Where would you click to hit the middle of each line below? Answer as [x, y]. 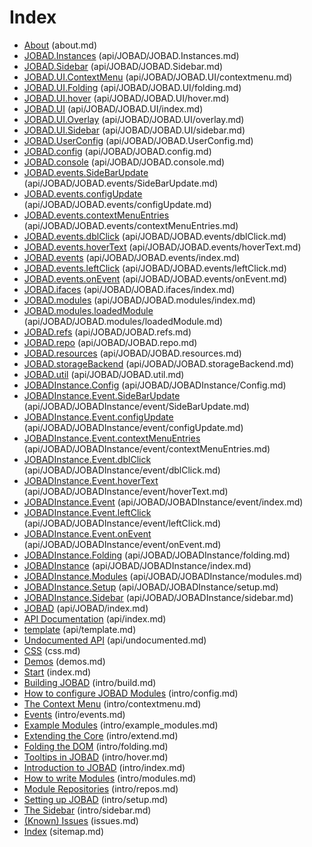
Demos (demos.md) [64, 661]
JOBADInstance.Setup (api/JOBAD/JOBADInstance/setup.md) [151, 587]
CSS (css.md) [52, 650]
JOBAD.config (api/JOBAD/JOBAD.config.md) [117, 151]
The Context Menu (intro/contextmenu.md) [112, 703]
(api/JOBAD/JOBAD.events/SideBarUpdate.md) [121, 183]
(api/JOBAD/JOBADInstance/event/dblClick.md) [122, 470]
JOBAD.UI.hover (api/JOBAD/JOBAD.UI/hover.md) [126, 98]
